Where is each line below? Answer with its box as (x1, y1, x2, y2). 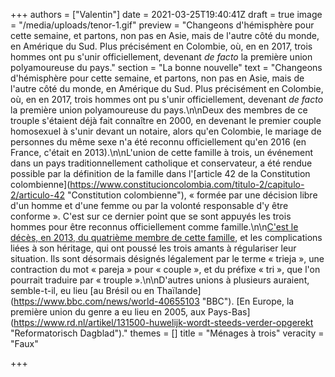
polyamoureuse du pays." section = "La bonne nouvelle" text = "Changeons (10, 62, 323, 73)
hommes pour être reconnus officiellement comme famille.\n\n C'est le (10, 221, 299, 233)
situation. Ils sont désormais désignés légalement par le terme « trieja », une (10, 253, 325, 264)
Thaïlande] (156, 285, 202, 296)
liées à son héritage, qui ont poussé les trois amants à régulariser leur (10, 242, 297, 254)
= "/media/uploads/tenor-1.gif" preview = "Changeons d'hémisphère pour (10, 19, 315, 31)
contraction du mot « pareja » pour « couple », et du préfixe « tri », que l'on (10, 264, 321, 275)
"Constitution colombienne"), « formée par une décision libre (66, 189, 318, 201)
